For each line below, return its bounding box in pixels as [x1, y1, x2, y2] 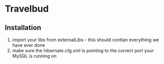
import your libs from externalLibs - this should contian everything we [12, 37, 159, 43]
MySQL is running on [12, 53, 57, 59]
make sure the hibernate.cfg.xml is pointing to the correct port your [12, 48, 154, 53]
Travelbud [5, 3, 49, 15]
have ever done [12, 42, 45, 48]
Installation [5, 23, 41, 32]
